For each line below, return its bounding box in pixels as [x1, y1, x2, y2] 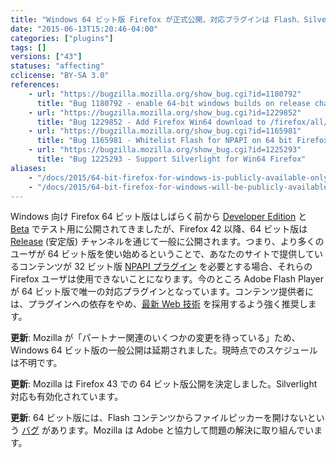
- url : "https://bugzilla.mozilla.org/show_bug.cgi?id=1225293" [28, 145, 302, 155]
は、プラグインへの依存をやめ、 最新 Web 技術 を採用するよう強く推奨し [10, 298, 308, 310]
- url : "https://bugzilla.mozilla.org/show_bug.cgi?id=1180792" [28, 89, 302, 99]
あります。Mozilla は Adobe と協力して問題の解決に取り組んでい [49, 424, 315, 436]
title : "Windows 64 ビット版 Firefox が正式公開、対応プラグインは [10, 14, 270, 25]
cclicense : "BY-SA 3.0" [10, 71, 110, 81]
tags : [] [10, 42, 47, 53]
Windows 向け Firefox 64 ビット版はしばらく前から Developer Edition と [10, 211, 308, 223]
